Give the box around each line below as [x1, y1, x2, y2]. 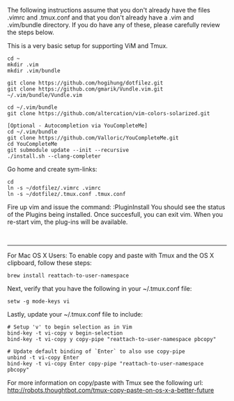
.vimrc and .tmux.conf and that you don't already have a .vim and [7, 13, 194, 22]
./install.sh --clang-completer [7, 153, 101, 160]
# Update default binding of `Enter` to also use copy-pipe [7, 348, 186, 355]
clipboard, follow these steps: [7, 259, 92, 267]
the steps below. [7, 28, 54, 36]
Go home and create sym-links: [7, 165, 97, 173]
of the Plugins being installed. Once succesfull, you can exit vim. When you [7, 211, 224, 218]
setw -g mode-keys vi [7, 298, 70, 305]
